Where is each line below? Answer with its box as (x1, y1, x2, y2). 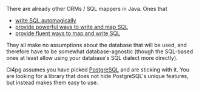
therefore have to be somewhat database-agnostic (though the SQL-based (6, 48, 194, 55)
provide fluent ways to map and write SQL (15, 30, 121, 37)
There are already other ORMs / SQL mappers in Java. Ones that (6, 5, 168, 12)
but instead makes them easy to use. (6, 79, 98, 86)
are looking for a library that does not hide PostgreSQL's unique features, (6, 73, 189, 79)
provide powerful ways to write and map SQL (15, 24, 129, 30)
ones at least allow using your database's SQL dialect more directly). (6, 54, 178, 61)
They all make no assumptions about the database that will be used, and (6, 42, 187, 48)
